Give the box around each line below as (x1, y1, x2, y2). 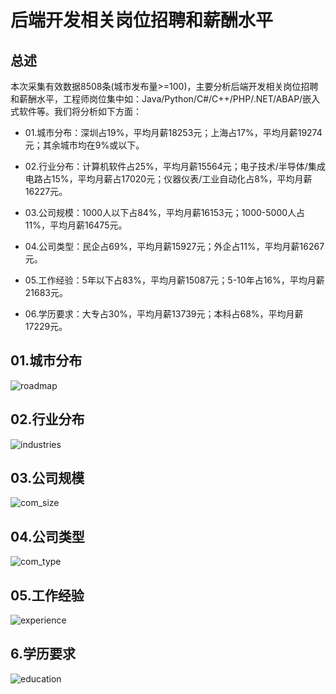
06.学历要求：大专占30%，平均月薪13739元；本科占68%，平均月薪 (24, 308, 304, 320)
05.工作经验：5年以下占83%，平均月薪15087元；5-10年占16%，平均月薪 (24, 274, 325, 286)
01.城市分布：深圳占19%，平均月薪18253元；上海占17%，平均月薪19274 (24, 127, 323, 138)
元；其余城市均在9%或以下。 (24, 139, 145, 151)
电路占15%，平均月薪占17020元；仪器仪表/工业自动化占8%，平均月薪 (24, 173, 313, 185)
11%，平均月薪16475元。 (24, 219, 128, 231)
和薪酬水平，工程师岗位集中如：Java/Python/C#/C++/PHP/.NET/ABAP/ (10, 93, 303, 105)
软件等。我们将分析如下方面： (18, 106, 142, 117)
